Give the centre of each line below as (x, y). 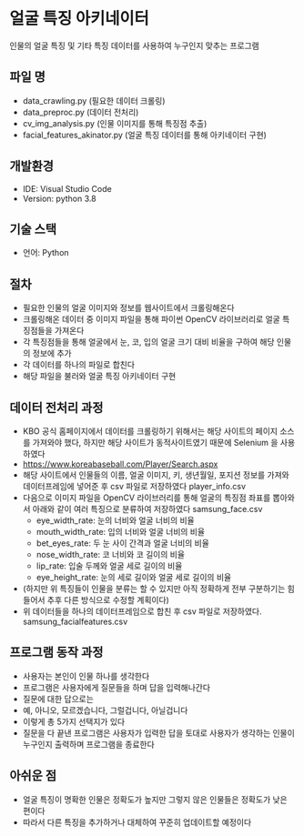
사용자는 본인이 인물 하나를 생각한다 (86, 676)
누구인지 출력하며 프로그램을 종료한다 (88, 744)
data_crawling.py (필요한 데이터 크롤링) (94, 100)
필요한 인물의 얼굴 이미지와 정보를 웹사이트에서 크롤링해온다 (128, 308)
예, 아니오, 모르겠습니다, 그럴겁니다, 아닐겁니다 (105, 710)
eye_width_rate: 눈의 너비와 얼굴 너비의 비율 (115, 520)
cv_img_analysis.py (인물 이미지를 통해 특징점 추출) (115, 123)
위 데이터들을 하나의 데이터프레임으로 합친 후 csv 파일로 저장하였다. (142, 611)
